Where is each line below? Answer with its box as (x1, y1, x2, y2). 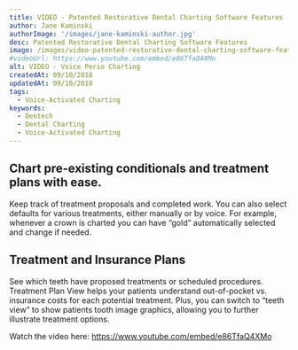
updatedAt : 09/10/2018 (9, 79, 93, 88)
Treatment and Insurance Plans (9, 253, 186, 268)
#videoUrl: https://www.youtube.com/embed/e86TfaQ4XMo (9, 54, 216, 63)
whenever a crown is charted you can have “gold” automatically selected (9, 217, 276, 228)
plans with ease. (9, 175, 102, 191)
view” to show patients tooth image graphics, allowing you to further (9, 304, 259, 315)
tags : (9, 87, 29, 96)
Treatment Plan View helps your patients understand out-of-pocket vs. (9, 285, 268, 296)
